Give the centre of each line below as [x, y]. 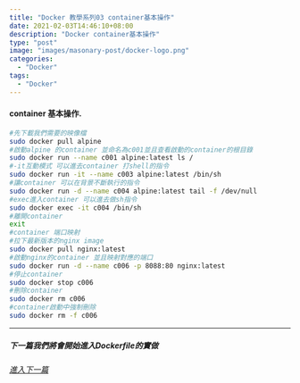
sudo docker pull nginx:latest [67, 250]
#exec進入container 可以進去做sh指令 [73, 199]
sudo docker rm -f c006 [54, 316]
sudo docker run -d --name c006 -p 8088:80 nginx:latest [117, 266]
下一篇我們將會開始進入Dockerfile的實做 [84, 346]
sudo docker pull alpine [55, 141]
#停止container [36, 274]
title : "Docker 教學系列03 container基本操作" [92, 17]
